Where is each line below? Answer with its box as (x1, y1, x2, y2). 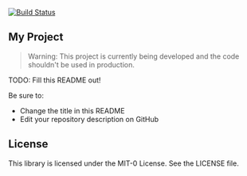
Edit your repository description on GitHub (19, 114, 159, 124)
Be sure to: (8, 90, 44, 100)
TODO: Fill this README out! (8, 75, 101, 85)
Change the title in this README (19, 105, 125, 115)
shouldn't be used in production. (27, 59, 135, 69)
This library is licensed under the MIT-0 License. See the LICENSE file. (8, 159, 239, 168)
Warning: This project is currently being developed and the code (27, 52, 240, 61)
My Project (8, 30, 64, 44)
